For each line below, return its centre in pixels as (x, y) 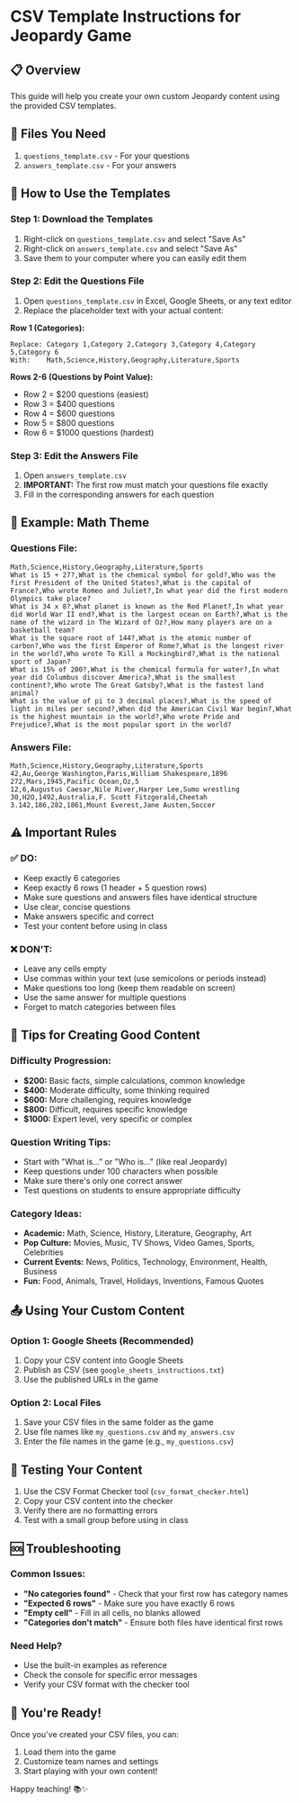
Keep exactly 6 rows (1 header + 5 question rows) (115, 888)
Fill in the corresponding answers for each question (119, 495)
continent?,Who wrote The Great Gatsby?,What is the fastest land (137, 685)
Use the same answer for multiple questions (105, 997)
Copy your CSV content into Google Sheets (103, 1360)
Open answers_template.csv (75, 475)
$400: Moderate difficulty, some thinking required (116, 1090)
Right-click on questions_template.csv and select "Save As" (134, 239)
